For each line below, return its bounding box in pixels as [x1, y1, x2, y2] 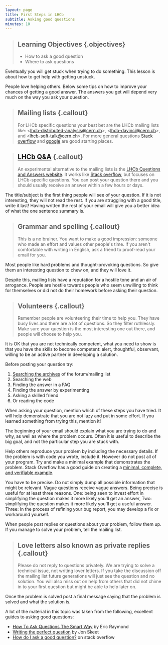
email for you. [17, 252, 46, 258]
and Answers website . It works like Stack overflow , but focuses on [17, 171, 154, 177]
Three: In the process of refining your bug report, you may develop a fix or [5, 506, 159, 512]
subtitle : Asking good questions [5, 17, 75, 22]
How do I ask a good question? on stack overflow [12, 634, 115, 640]
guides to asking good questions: [5, 614, 74, 620]
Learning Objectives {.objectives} [17, 40, 126, 48]
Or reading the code [12, 398, 54, 404]
